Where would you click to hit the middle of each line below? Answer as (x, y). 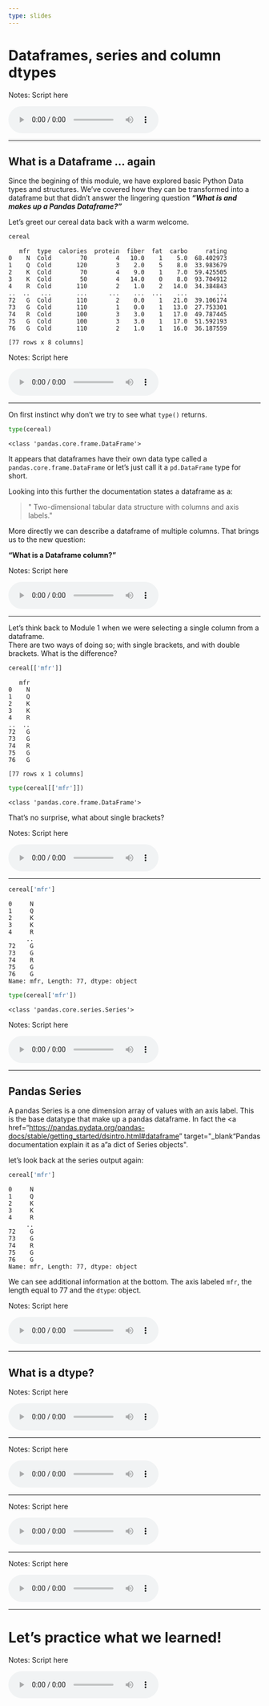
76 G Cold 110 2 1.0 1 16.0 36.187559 (118, 329)
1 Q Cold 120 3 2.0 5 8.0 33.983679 (118, 266)
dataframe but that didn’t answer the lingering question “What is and (123, 198)
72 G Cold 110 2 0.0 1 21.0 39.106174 (118, 301)
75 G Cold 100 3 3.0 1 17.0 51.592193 (118, 322)
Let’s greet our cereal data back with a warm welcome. (99, 222)
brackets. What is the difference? (63, 653)
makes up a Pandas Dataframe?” (65, 206)
